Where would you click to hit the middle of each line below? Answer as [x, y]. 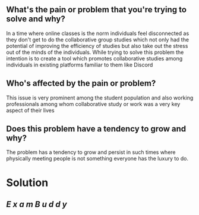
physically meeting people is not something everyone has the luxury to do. [97, 159]
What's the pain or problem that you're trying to [97, 10]
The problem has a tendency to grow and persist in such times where [91, 152]
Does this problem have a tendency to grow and [96, 129]
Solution [27, 182]
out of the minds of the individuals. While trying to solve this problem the [95, 52]
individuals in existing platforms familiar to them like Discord [80, 65]
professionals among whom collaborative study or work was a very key [93, 104]
